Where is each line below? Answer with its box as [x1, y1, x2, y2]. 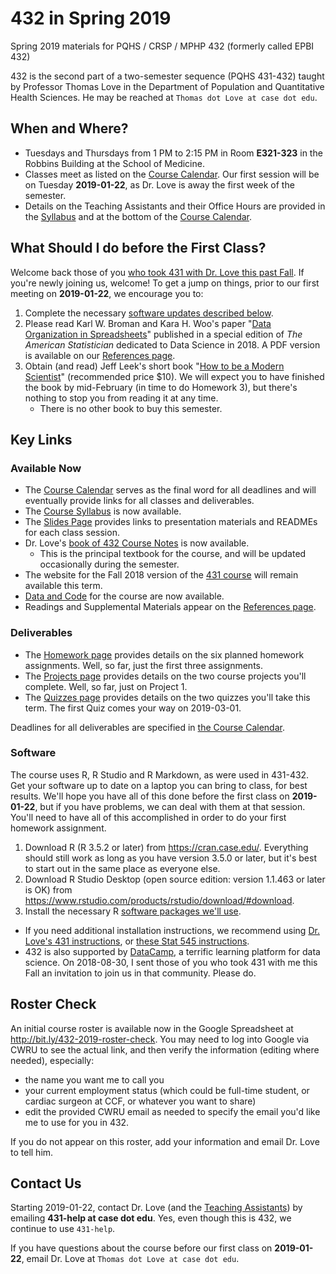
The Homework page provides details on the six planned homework [24, 648, 305, 661]
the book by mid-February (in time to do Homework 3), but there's [24, 381, 298, 393]
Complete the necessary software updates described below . [24, 307, 274, 319]
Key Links [10, 431, 73, 448]
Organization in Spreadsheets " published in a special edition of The [24, 328, 303, 340]
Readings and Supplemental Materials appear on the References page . [24, 601, 317, 613]
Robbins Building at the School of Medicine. [24, 157, 205, 169]
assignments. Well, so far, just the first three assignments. [24, 659, 263, 671]
